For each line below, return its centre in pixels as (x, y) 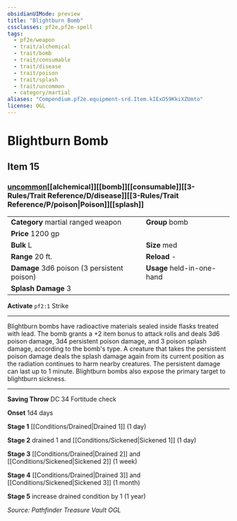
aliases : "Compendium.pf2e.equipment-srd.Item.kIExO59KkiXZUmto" (105, 100)
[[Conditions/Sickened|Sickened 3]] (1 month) (74, 482)
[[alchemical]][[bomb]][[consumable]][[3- (121, 187)
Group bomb (167, 222)
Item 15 (24, 167)
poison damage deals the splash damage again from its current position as (116, 356)
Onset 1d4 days (30, 412)
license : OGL (26, 106)
